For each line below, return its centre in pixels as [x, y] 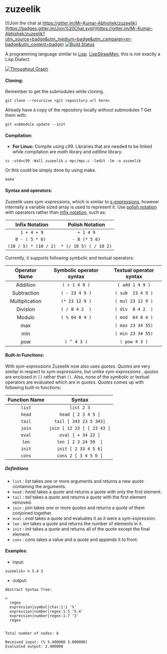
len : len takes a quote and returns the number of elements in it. [78, 524]
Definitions [17, 469]
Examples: [16, 551]
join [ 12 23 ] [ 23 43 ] [80, 428]
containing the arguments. [39, 486]
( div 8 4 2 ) [134, 309]
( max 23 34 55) [134, 325]
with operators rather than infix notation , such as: [56, 212]
